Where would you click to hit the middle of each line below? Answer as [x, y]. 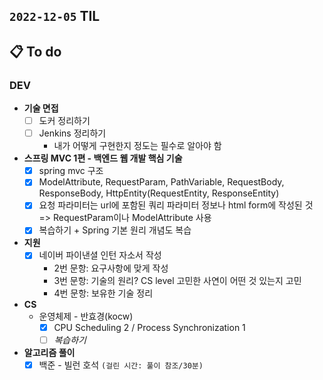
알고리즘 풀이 [49, 352]
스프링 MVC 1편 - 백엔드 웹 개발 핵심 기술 [103, 158]
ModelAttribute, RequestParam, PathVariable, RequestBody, [161, 182]
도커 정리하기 [64, 121]
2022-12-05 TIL [55, 16]
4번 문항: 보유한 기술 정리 [103, 293]
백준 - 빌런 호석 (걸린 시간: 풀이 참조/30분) [121, 365]
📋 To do [35, 51]
